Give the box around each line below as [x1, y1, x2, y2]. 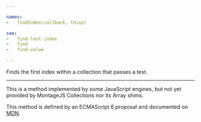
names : [6, 14, 23, 20]
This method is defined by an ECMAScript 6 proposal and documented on [6, 104, 188, 110]
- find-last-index [6, 36, 58, 42]
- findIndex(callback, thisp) [6, 19, 87, 26]
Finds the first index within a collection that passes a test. [6, 68, 148, 75]
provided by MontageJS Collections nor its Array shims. [6, 92, 144, 99]
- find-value [6, 47, 44, 53]
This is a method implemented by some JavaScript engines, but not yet [6, 86, 181, 92]
